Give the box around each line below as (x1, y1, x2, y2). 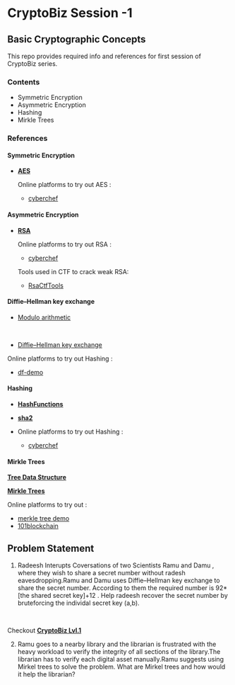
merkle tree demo (17, 514, 70, 523)
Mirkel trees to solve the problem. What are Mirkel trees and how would (17, 662, 226, 671)
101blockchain (17, 522, 59, 531)
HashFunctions (17, 400, 64, 409)
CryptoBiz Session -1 (7, 5, 133, 21)
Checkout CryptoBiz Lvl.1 (7, 626, 82, 635)
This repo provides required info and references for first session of (7, 52, 201, 60)
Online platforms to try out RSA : (17, 239, 112, 249)
